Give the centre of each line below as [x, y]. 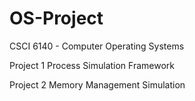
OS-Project [56, 18]
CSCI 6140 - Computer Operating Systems [97, 46]
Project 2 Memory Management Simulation [97, 84]
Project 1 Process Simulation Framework [92, 65]
